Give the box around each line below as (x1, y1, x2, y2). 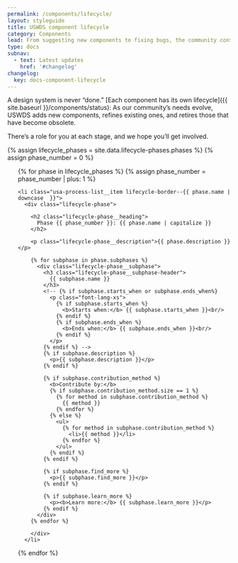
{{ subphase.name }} (49, 275, 110, 283)
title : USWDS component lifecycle (7, 23, 110, 31)
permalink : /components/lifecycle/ (7, 10, 113, 18)
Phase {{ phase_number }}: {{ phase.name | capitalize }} (36, 219, 212, 227)
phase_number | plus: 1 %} (17, 175, 96, 183)
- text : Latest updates (13, 57, 84, 64)
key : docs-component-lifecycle (13, 76, 106, 84)
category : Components (7, 30, 72, 38)
